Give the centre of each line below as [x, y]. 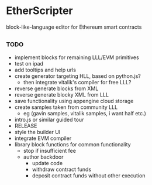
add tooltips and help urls [45, 70]
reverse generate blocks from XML [56, 88]
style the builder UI [37, 132]
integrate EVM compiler [43, 138]
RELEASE [26, 126]
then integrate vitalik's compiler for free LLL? [77, 82]
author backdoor [43, 157]
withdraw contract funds [62, 169]
